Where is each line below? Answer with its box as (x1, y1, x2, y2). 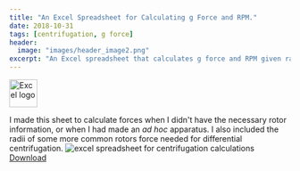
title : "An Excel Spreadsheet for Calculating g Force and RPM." (9, 12, 257, 22)
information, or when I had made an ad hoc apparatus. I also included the (9, 124, 279, 134)
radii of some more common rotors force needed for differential (9, 134, 243, 143)
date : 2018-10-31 (9, 21, 74, 30)
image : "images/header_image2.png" (17, 46, 150, 55)
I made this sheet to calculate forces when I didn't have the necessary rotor (9, 115, 287, 125)
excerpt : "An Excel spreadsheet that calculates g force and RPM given (9, 54, 281, 63)
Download (9, 152, 47, 163)
